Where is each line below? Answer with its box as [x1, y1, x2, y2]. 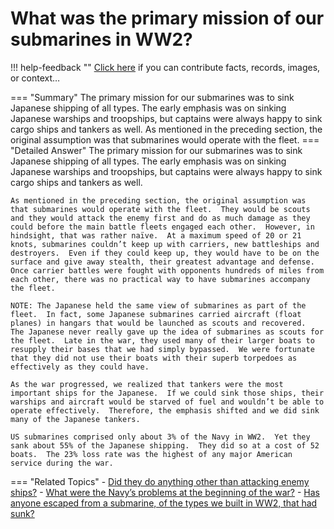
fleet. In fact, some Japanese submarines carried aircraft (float [10, 309, 302, 319]
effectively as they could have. [10, 362, 150, 372]
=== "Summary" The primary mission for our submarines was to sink [10, 91, 295, 103]
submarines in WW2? [10, 28, 193, 51]
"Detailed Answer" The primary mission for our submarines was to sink [10, 144, 303, 156]
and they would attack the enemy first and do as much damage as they [10, 213, 311, 223]
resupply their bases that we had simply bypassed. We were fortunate [10, 344, 315, 354]
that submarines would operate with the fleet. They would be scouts [10, 204, 311, 214]
